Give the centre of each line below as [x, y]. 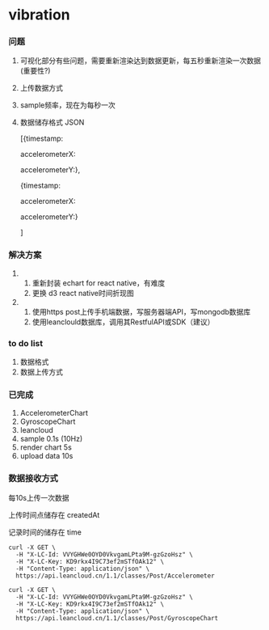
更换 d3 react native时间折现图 [83, 293]
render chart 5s [46, 447]
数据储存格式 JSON [52, 122]
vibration [39, 15]
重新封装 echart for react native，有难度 [99, 283]
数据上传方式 [41, 372]
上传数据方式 [41, 88]
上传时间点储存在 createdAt [54, 514]
